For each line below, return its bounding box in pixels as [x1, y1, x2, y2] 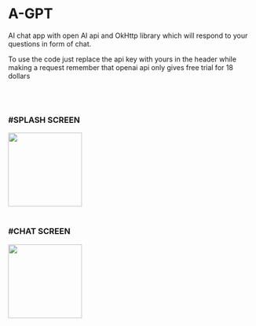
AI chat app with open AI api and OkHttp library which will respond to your [8, 31, 248, 40]
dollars [8, 71, 31, 80]
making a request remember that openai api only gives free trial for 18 [8, 62, 234, 72]
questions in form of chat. [8, 39, 92, 48]
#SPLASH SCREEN [8, 114, 80, 125]
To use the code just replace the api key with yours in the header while [8, 54, 237, 64]
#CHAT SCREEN [8, 226, 71, 237]
